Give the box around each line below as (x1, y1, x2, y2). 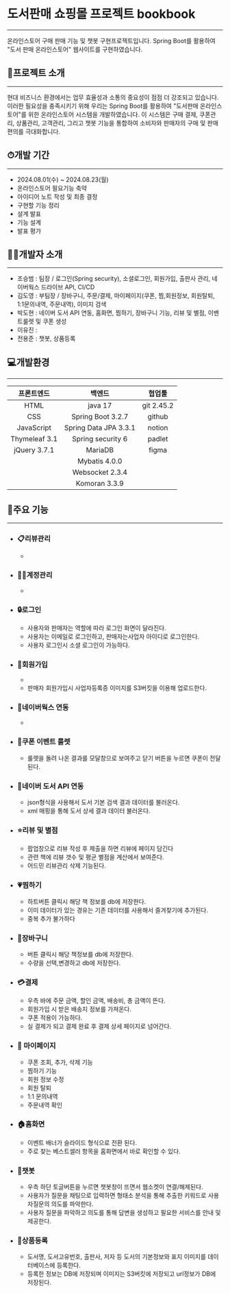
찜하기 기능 (27, 1066, 57, 1074)
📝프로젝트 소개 (7, 67, 65, 79)
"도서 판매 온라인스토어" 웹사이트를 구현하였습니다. (7, 45, 143, 53)
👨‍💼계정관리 (16, 570, 53, 580)
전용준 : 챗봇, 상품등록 (16, 334, 76, 343)
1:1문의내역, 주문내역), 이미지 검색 (16, 300, 107, 308)
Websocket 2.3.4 (72, 467, 128, 477)
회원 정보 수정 (27, 1075, 64, 1083)
